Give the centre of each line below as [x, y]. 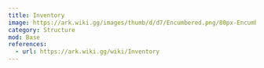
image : [19, 23]
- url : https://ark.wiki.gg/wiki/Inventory [87, 52]
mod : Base [24, 37]
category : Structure [42, 30]
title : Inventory [37, 15]
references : [27, 45]
